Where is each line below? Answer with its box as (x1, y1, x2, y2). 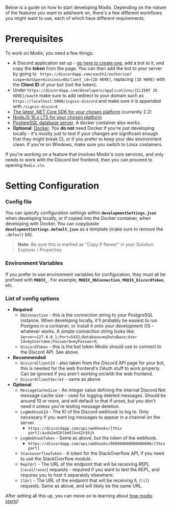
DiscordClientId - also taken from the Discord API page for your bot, (20, 360, 165, 366)
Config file (5, 198, 32, 205)
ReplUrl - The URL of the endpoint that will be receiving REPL (20, 461, 150, 467)
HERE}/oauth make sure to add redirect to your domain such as (12, 92, 144, 99)
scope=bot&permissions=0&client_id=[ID (12, 77, 98, 82)
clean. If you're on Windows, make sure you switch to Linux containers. (12, 141, 163, 147)
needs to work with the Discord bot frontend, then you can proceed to (5, 156, 153, 163)
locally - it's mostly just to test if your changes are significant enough (12, 130, 158, 136)
